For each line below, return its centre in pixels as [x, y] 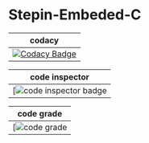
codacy [44, 40]
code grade [40, 113]
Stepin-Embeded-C [75, 15]
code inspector [60, 76]
